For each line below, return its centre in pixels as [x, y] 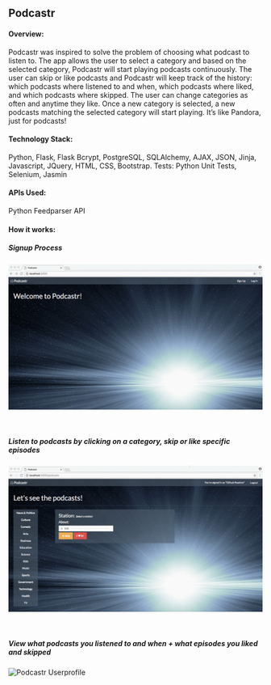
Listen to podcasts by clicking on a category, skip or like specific [119, 442]
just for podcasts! [38, 121]
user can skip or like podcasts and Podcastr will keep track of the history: [130, 78]
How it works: [32, 229]
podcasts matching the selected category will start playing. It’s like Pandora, [135, 112]
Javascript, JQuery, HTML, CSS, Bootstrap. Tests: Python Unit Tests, [123, 166]
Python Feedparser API [47, 211]
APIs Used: [27, 192]
